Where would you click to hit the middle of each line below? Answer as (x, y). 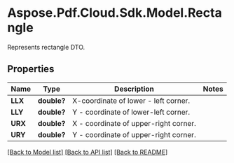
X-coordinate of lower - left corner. (131, 101)
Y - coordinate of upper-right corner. (134, 134)
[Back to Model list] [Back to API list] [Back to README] (88, 152)
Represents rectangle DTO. (46, 47)
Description (134, 89)
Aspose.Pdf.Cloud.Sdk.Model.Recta (115, 13)
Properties (31, 69)
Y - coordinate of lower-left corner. (131, 112)
